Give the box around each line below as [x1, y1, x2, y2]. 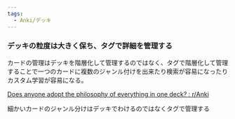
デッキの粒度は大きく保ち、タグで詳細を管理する [7, 41, 173, 51]
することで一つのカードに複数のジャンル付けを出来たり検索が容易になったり [7, 67, 228, 76]
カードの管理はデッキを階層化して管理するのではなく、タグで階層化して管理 [7, 58, 229, 66]
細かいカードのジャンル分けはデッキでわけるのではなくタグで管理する [7, 104, 210, 113]
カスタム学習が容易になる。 [7, 76, 88, 84]
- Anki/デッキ [13, 17, 52, 24]
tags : [7, 10, 23, 17]
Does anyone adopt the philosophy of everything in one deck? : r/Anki [7, 90, 209, 98]
